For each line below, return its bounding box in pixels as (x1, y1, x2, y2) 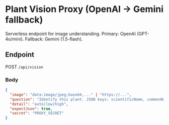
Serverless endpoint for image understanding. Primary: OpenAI (5, 30, 136, 36)
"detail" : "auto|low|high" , (10, 101, 69, 106)
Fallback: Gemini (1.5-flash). (25, 36, 83, 42)
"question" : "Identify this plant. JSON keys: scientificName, (10, 96, 145, 102)
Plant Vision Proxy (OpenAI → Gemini (5, 3, 163, 15)
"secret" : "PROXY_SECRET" (10, 111, 64, 116)
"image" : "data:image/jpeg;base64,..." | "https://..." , (10, 92, 132, 97)
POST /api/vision (5, 63, 44, 69)
